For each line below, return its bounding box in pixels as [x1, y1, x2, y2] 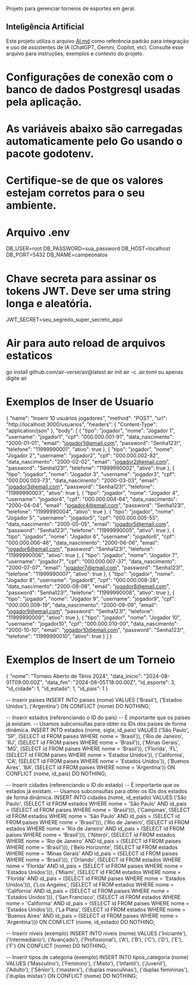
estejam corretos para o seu [6, 186, 145, 200]
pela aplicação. [6, 96, 82, 108]
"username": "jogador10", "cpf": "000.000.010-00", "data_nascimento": [6, 620, 178, 627]
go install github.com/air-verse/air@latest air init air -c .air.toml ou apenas [6, 369, 184, 376]
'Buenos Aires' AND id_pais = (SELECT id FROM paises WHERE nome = [6, 912, 178, 919]
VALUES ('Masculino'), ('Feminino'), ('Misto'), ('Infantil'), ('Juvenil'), [6, 960, 167, 967]
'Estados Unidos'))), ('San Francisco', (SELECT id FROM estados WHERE [6, 894, 181, 901]
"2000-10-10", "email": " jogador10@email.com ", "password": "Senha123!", [6, 627, 185, 634]
